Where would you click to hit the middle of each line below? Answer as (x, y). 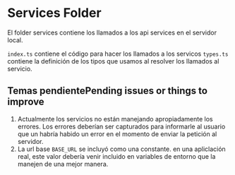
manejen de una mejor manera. (63, 164)
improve (26, 102)
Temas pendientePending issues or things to (108, 91)
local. (15, 40)
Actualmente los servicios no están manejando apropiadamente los (115, 119)
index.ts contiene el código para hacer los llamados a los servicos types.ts (118, 54)
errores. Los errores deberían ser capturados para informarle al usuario (121, 126)
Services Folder (54, 13)
